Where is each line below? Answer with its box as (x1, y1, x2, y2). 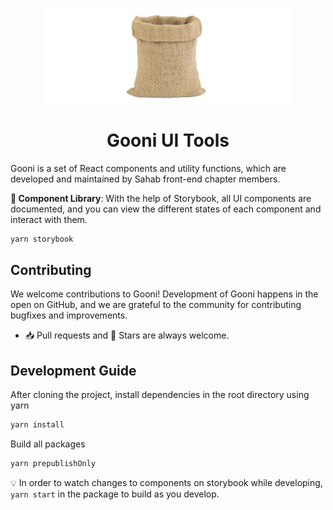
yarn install (10, 420, 65, 430)
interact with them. (10, 213, 88, 225)
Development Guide (10, 362, 137, 379)
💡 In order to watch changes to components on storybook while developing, (10, 476, 323, 488)
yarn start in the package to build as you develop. (10, 488, 220, 500)
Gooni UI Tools (106, 129, 230, 152)
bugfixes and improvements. (10, 309, 128, 322)
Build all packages (10, 438, 86, 450)
